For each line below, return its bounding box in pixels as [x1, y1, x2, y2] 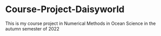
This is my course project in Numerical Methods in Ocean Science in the [5, 20, 156, 26]
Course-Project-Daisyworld [5, 4, 125, 15]
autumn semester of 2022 [5, 25, 60, 31]
